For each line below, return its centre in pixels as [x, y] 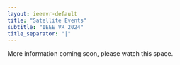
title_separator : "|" [39, 34]
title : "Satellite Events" [47, 20]
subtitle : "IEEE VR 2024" [45, 27]
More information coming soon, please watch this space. [90, 54]
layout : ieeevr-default [43, 14]
